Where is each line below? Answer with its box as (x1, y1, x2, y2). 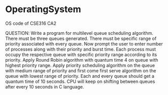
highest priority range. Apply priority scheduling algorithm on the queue (5, 62, 155, 68)
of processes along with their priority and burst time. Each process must (5, 46, 156, 52)
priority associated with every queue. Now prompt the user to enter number (5, 40, 163, 46)
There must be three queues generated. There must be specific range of (5, 35, 157, 41)
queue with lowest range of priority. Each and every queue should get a (5, 73, 154, 79)
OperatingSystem (5, 4, 81, 15)
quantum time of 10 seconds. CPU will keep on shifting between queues (5, 78, 155, 84)
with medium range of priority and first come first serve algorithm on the (5, 67, 156, 74)
